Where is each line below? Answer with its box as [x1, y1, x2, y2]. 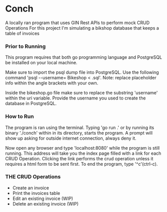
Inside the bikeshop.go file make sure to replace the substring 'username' [5, 90, 158, 96]
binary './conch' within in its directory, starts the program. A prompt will [5, 130, 153, 136]
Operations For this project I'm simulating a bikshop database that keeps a [5, 25, 159, 31]
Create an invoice [12, 184, 49, 191]
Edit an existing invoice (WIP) [12, 195, 73, 201]
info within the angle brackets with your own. [5, 80, 99, 86]
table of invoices [5, 30, 40, 36]
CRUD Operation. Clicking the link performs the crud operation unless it [5, 155, 153, 161]
